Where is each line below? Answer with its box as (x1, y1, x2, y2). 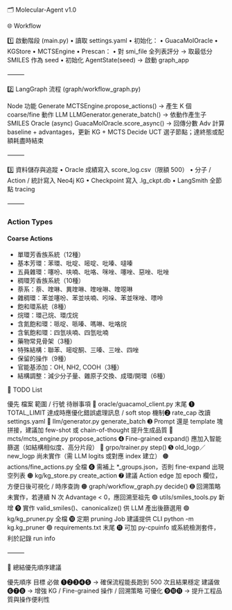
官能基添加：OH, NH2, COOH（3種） (17, 363, 123, 372)
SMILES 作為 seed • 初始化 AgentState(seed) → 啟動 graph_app (7, 56, 189, 64)
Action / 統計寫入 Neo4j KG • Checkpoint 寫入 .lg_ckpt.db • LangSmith (7, 176, 208, 184)
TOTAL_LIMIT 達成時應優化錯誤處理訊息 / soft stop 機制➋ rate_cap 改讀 (7, 408, 211, 417)
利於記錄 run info (7, 534, 55, 543)
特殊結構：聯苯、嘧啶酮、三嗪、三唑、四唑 (17, 346, 139, 354)
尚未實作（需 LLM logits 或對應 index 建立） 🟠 (36, 452, 169, 460)
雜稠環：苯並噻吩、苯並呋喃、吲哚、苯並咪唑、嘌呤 (17, 294, 163, 302)
